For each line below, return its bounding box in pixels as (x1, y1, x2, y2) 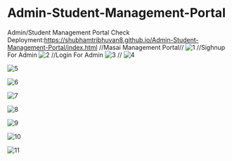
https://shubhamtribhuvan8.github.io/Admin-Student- (44, 35, 199, 44)
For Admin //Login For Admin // (7, 51, 122, 59)
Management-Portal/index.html (7, 43, 98, 51)
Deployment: (7, 35, 44, 44)
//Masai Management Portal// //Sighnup (98, 43, 226, 51)
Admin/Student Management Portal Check (7, 28, 130, 37)
